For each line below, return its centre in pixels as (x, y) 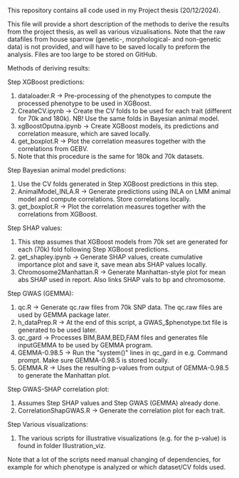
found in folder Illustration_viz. (62, 446)
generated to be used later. (57, 330)
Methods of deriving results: (49, 68)
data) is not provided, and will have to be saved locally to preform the (109, 47)
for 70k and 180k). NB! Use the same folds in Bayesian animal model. (118, 118)
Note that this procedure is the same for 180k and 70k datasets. (111, 156)
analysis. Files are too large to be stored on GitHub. (83, 54)
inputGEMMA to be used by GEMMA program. (85, 345)
